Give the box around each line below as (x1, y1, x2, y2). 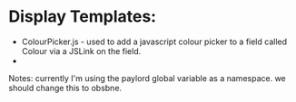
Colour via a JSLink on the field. (21, 45, 142, 56)
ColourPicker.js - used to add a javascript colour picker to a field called (21, 36, 288, 47)
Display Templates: (8, 6, 156, 27)
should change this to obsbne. (8, 82, 123, 93)
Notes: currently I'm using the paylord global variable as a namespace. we (8, 72, 287, 83)
